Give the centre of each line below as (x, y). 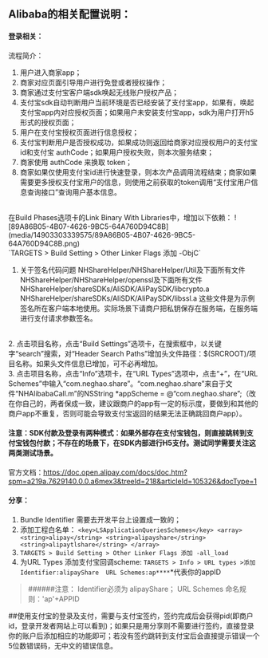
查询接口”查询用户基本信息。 (74, 192)
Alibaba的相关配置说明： (70, 14)
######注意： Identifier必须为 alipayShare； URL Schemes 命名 (134, 589)
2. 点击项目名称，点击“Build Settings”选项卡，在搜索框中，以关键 (115, 343)
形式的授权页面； (48, 122)
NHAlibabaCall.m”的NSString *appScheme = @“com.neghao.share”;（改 (138, 393)
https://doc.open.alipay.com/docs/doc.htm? (115, 472)
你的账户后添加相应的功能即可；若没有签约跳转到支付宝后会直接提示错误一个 (134, 636)
